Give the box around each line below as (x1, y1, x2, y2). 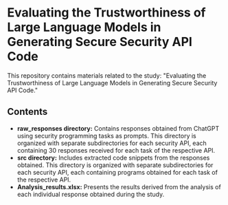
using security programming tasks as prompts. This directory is (16, 131, 197, 140)
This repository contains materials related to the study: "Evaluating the (7, 71, 207, 80)
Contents (7, 106, 48, 118)
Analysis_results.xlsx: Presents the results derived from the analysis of (16, 182, 221, 191)
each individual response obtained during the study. (16, 190, 165, 198)
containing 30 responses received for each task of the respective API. (16, 146, 216, 154)
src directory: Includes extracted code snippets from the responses (16, 153, 210, 162)
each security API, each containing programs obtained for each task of (16, 168, 218, 176)
